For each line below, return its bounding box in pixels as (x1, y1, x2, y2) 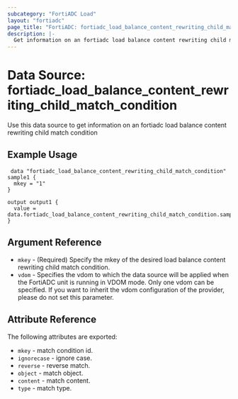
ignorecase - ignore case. (17, 354, 93, 362)
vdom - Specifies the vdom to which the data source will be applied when (17, 270, 229, 279)
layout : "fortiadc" (7, 17, 65, 24)
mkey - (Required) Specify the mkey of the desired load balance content (17, 255, 226, 264)
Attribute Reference (7, 313, 97, 326)
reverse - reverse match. (17, 361, 91, 369)
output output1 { (7, 198, 59, 206)
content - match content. (17, 376, 91, 385)
